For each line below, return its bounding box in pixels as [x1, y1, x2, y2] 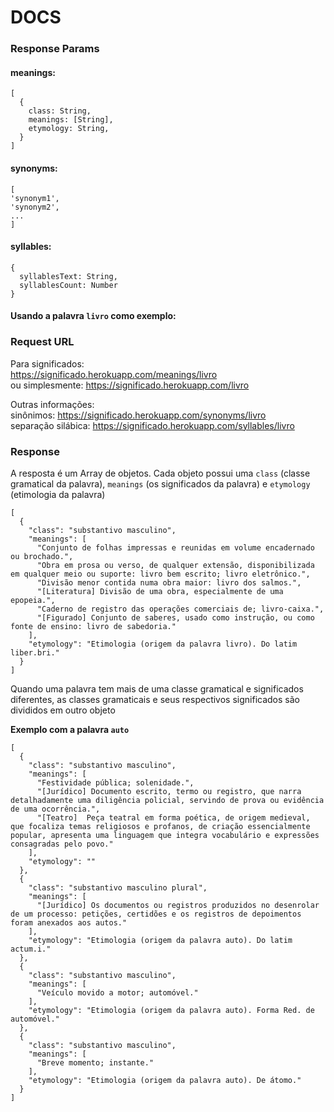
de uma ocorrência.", [10, 804, 101, 814]
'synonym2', [10, 202, 60, 212]
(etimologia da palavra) [10, 488, 106, 500]
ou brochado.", [10, 551, 74, 561]
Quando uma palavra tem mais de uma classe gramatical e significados [10, 682, 304, 695]
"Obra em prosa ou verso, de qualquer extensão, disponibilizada [36, 560, 315, 570]
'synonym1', [10, 193, 60, 203]
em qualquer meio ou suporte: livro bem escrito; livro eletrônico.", [10, 569, 311, 579]
